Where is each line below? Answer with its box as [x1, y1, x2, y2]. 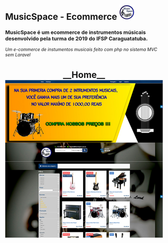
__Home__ [62, 69, 105, 80]
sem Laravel [5, 52, 31, 58]
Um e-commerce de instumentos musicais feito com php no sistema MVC [5, 46, 157, 52]
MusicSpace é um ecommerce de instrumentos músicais [5, 28, 146, 35]
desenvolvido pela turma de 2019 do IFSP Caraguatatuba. [5, 35, 148, 42]
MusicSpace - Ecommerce [5, 11, 117, 22]
